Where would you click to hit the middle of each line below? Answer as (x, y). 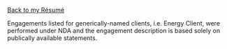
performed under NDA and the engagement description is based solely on (114, 31)
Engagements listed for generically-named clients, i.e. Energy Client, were (114, 23)
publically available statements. (52, 38)
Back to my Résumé (36, 10)
